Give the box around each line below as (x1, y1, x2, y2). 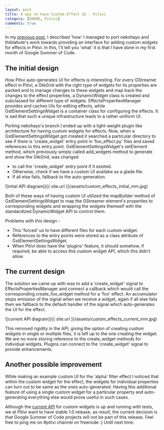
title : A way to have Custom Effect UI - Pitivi (5, 12, 106, 17)
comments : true (5, 21, 36, 26)
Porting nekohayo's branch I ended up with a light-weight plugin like (5, 123, 143, 129)
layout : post (5, 7, 32, 12)
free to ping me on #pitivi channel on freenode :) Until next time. (5, 419, 135, 425)
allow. (12, 253, 24, 259)
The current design (5, 268, 65, 276)
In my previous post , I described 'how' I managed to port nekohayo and (5, 34, 149, 40)
